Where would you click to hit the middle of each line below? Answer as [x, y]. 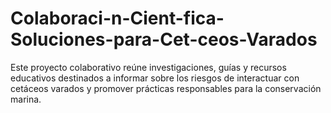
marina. [26, 99]
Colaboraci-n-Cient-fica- [117, 18]
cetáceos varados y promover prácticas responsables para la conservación [166, 88]
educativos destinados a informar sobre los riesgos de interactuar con [155, 78]
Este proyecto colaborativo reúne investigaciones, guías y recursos [148, 67]
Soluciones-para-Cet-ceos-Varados [164, 39]
